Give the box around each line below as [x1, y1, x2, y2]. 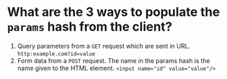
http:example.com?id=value [17, 50, 96, 58]
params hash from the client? [7, 19, 172, 35]
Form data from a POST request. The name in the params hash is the [17, 56, 210, 64]
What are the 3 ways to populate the [7, 4, 220, 20]
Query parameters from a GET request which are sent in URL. [17, 42, 191, 50]
